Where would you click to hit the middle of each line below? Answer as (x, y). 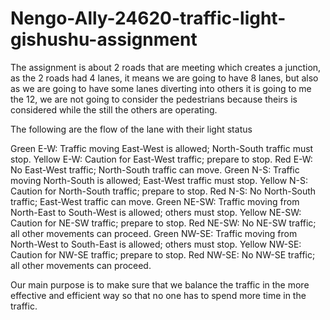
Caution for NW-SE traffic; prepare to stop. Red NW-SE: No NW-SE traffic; (163, 254)
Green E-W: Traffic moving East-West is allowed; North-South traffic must (162, 148)
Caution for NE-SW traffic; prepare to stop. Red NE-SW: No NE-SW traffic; (163, 223)
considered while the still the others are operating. (114, 109)
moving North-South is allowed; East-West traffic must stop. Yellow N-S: (159, 180)
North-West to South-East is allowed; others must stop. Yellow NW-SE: (156, 244)
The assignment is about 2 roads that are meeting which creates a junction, (166, 67)
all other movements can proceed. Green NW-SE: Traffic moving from (154, 233)
